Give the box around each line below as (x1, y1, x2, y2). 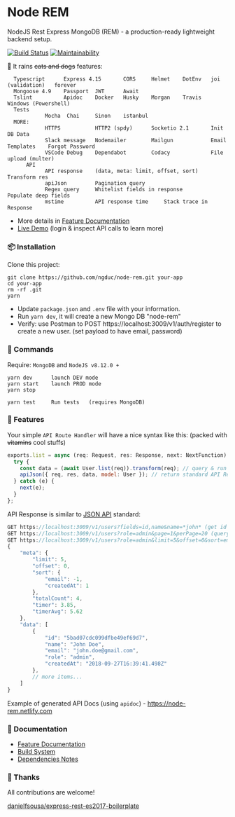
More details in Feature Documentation (17, 217, 130, 225)
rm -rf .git (7, 287, 42, 294)
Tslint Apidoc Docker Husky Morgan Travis (13, 94, 201, 101)
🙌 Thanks (7, 772, 41, 782)
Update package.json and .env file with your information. (17, 305, 180, 313)
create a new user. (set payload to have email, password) (17, 327, 183, 336)
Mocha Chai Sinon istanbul (44, 112, 149, 119)
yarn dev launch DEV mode (7, 374, 99, 381)
